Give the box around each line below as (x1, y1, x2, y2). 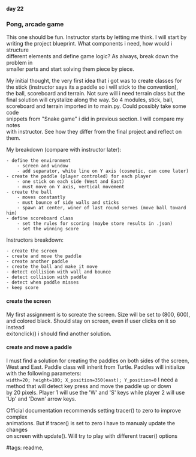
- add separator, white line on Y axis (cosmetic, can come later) (17, 168, 189, 175)
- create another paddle (6, 258, 68, 264)
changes (6, 426, 28, 433)
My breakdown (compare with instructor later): (6, 146, 122, 154)
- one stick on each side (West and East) (17, 179, 125, 185)
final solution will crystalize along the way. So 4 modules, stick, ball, (6, 96, 174, 104)
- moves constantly (17, 194, 66, 200)
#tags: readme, (6, 444, 44, 451)
